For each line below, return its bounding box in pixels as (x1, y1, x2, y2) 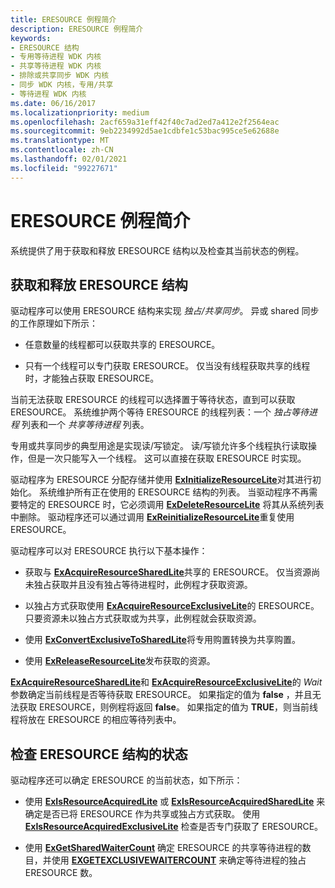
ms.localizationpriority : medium (10, 107, 150, 118)
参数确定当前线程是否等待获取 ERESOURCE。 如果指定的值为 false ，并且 (10, 689, 313, 701)
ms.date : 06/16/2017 (10, 98, 97, 108)
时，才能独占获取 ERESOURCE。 (24, 372, 160, 385)
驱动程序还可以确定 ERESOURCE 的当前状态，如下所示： (10, 774, 243, 786)
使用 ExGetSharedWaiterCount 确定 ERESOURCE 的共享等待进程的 (24, 842, 303, 854)
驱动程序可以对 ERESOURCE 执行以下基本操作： (10, 545, 208, 557)
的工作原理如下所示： (10, 317, 98, 330)
